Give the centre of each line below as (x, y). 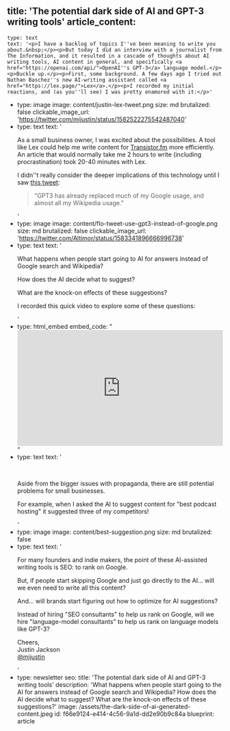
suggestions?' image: (47, 706)
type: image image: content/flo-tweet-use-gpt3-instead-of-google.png (117, 223)
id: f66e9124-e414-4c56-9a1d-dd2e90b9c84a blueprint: (134, 714)
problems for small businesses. (61, 491)
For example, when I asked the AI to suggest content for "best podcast (117, 504)
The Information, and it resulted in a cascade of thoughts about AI (108, 56)
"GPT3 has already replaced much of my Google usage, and (119, 196)
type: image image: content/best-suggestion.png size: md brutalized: (115, 532)
